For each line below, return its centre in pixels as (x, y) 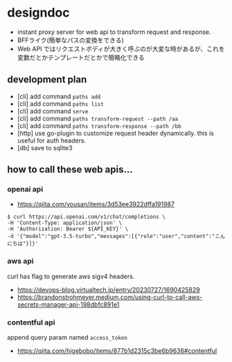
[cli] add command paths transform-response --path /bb (99, 125)
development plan (47, 80)
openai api (25, 190)
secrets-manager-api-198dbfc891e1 (68, 304)
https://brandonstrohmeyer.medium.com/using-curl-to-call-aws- (110, 297)
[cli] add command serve (53, 111)
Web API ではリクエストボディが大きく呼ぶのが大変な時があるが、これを (121, 48)
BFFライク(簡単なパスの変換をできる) (71, 40)
